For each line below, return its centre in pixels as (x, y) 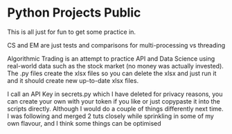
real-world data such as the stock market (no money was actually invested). (115, 66)
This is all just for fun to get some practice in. (72, 32)
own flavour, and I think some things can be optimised (84, 123)
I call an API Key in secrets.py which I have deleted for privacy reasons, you (115, 94)
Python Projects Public (74, 13)
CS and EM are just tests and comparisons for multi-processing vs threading (116, 45)
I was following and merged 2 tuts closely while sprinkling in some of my (111, 116)
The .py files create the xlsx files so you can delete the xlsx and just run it (112, 73)
